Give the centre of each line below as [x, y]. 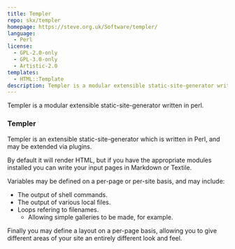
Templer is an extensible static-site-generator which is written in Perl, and [114, 139]
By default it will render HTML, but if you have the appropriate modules [109, 160]
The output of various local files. [64, 202]
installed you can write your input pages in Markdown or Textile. [100, 167]
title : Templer [29, 14]
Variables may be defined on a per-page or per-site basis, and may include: [116, 181]
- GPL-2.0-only [36, 53]
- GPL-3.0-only [36, 60]
